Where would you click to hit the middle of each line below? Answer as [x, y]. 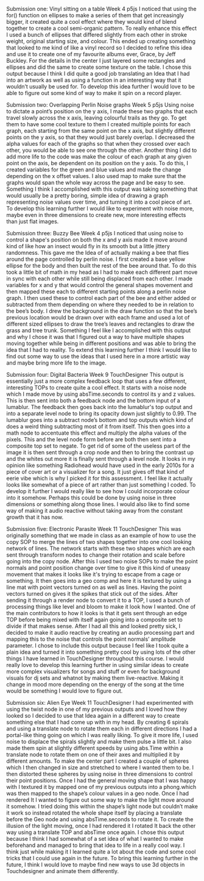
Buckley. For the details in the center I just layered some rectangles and [96, 61]
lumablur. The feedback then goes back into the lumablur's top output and [100, 407]
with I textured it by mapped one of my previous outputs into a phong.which [101, 787]
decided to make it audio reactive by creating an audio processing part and [100, 633]
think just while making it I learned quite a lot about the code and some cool [101, 852]
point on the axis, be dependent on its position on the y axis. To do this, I [97, 163]
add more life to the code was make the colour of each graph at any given [99, 157]
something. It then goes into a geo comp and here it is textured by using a [99, 581]
